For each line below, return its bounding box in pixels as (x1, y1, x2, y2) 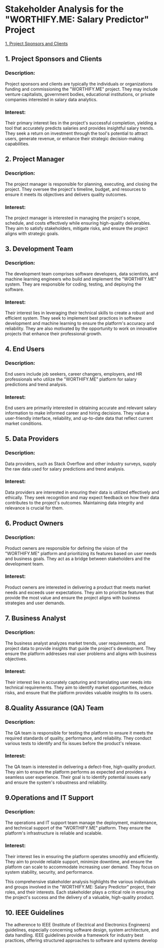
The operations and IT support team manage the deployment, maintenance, (5, 820, 158, 826)
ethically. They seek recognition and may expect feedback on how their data (5, 494, 160, 500)
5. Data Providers (5, 435, 59, 443)
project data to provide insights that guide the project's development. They (5, 645, 156, 651)
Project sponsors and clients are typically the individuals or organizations (5, 81, 153, 87)
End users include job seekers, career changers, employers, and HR (5, 371, 142, 377)
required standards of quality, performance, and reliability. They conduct (5, 735, 152, 741)
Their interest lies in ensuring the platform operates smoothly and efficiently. (5, 853, 159, 859)
